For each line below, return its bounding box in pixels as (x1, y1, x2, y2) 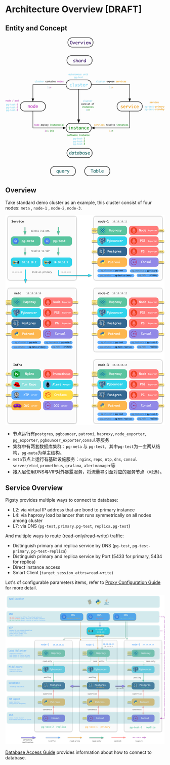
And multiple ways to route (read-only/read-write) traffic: (5, 533, 124, 539)
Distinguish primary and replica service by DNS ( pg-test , (12, 543, 132, 549)
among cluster (12, 517, 43, 524)
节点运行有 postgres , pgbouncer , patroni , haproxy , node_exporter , (12, 430, 146, 437)
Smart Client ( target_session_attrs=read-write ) (12, 570, 114, 576)
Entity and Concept (5, 24, 67, 32)
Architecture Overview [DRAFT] (5, 4, 142, 15)
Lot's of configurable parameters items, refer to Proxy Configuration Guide (5, 579, 161, 585)
